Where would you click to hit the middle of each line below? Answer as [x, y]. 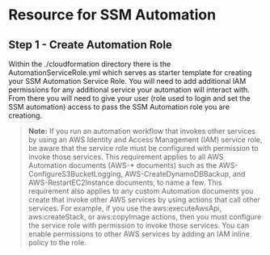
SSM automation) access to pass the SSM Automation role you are [119, 107]
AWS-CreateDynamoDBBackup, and [185, 174]
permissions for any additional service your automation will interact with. [129, 90]
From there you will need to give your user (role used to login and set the [129, 98]
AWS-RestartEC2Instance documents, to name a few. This [125, 182]
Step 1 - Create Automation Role [90, 45]
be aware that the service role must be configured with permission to [143, 148]
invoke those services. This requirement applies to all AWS [126, 157]
